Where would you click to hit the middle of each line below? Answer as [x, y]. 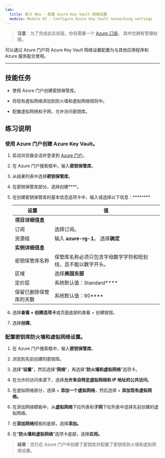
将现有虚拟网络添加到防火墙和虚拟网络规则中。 [59, 101]
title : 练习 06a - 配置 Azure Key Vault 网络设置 [58, 14]
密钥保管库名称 [32, 260]
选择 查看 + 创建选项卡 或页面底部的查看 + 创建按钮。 [65, 312]
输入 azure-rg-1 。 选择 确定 [87, 238]
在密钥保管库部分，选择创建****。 [47, 186]
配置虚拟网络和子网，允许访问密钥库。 [51, 112]
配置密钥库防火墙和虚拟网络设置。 [45, 336]
